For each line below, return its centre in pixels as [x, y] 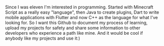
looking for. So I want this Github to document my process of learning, [76, 23]
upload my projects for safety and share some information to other [73, 28]
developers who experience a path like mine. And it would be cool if [74, 33]
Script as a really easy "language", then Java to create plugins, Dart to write [82, 12]
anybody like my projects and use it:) [43, 38]
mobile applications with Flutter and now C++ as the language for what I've [82, 17]
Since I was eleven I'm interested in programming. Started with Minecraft [79, 7]
